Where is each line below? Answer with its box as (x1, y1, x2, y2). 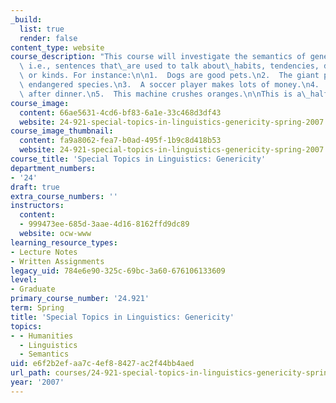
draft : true (10, 182, 60, 192)
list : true (19, 24, 65, 34)
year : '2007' (10, 377, 65, 387)
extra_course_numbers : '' (10, 191, 118, 201)
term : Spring (10, 303, 65, 313)
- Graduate (10, 284, 56, 295)
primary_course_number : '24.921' (10, 294, 150, 304)
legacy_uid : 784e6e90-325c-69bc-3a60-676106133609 (10, 266, 226, 276)
